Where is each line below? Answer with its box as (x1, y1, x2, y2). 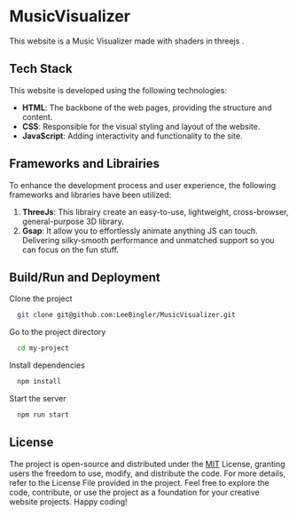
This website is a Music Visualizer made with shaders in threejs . (9, 36, 245, 46)
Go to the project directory (9, 327, 106, 337)
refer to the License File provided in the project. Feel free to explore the (9, 477, 270, 488)
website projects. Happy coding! (9, 496, 128, 507)
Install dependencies (9, 360, 86, 370)
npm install (17, 377, 62, 386)
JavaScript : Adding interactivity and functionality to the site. (21, 131, 243, 141)
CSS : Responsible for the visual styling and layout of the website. (21, 121, 261, 131)
